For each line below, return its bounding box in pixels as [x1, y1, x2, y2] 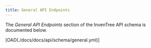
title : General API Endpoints [5, 7, 70, 13]
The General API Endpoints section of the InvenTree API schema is [5, 21, 146, 28]
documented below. [5, 27, 47, 33]
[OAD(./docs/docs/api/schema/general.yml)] [5, 37, 100, 43]
